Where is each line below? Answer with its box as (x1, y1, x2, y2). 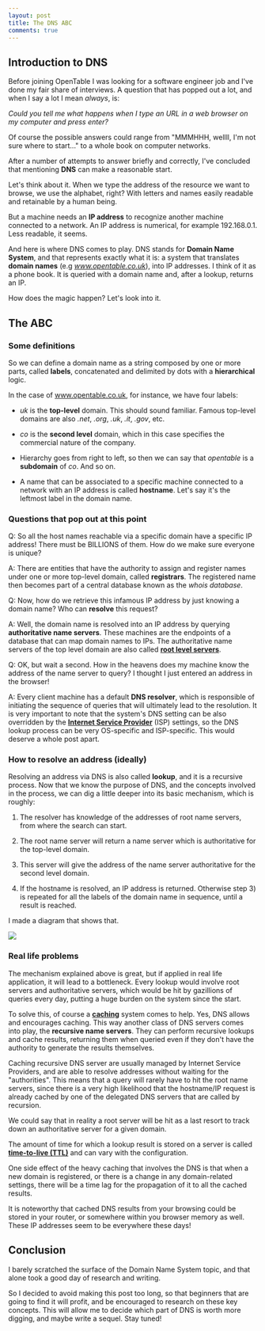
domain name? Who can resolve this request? (8, 604, 158, 614)
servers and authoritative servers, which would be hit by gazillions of (8, 985, 233, 994)
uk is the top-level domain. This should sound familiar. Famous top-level (19, 405, 256, 415)
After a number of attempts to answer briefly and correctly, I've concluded (8, 156, 251, 166)
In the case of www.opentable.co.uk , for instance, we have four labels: (8, 390, 239, 400)
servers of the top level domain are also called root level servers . (8, 645, 221, 654)
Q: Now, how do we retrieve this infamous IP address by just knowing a (8, 595, 240, 606)
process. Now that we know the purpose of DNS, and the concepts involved (8, 781, 256, 790)
